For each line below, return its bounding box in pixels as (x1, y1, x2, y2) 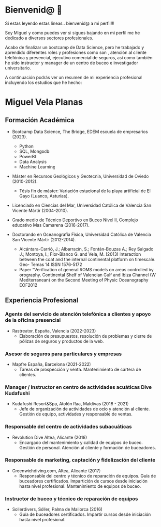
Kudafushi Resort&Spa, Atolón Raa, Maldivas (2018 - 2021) (12, 401, 129, 407)
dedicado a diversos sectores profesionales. (5, 35, 93, 41)
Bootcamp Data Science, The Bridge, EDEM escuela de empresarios (12, 129, 148, 134)
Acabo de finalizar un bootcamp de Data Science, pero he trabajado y (5, 44, 144, 50)
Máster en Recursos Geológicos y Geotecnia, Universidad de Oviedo (12, 173, 149, 179)
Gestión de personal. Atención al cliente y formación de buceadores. (19, 445, 156, 450)
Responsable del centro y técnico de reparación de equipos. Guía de (19, 473, 156, 478)
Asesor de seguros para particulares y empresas (5, 350, 122, 357)
